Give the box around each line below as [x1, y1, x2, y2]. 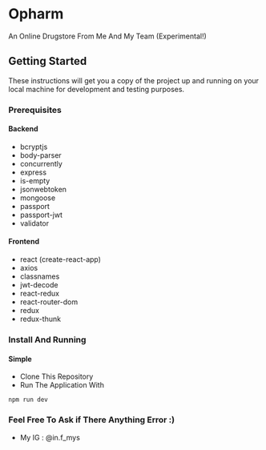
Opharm [8, 5, 64, 23]
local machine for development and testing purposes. [8, 84, 185, 94]
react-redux [19, 289, 60, 299]
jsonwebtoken [19, 184, 66, 194]
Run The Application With [19, 380, 104, 390]
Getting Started [8, 54, 87, 68]
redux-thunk [19, 314, 62, 324]
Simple [8, 354, 32, 364]
